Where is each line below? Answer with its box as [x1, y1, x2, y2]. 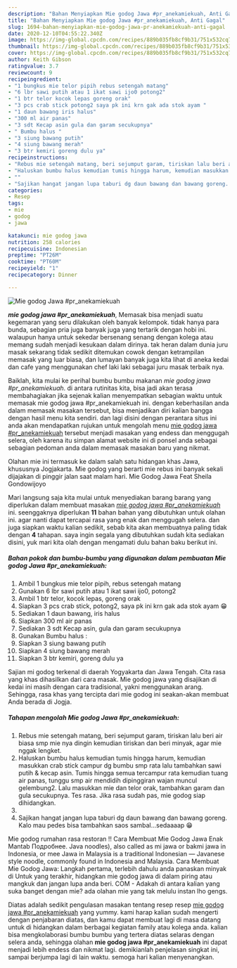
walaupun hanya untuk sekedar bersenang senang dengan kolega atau [8, 333, 214, 341]
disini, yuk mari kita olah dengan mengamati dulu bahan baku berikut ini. [8, 538, 218, 546]
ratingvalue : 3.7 [8, 63, 59, 70]
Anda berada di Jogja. [8, 697, 72, 706]
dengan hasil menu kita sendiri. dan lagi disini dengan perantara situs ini [8, 413, 217, 422]
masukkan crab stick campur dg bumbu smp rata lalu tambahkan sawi [18, 761, 222, 770]
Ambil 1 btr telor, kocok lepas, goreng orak [18, 594, 141, 602]
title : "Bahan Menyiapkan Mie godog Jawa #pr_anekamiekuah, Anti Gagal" [8, 17, 226, 24]
